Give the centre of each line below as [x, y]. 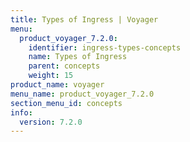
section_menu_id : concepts [66, 103]
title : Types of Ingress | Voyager [84, 19]
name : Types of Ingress [78, 57]
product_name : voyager [57, 85]
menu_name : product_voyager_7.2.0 [82, 94]
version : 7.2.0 [51, 122]
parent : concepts [64, 66]
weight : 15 [51, 76]
